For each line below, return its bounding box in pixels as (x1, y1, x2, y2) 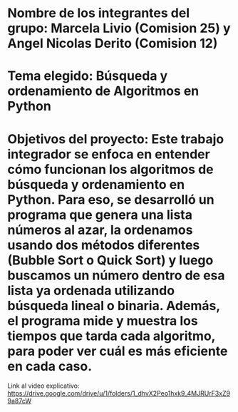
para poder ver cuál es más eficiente (7, 343, 228, 359)
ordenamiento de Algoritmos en (7, 83, 200, 99)
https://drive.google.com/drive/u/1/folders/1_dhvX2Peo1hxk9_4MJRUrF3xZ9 (7, 389, 230, 398)
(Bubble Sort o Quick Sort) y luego (7, 252, 214, 268)
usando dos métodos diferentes (7, 237, 200, 253)
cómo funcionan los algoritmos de (7, 161, 214, 177)
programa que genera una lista (7, 207, 192, 222)
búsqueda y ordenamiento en (7, 176, 185, 192)
